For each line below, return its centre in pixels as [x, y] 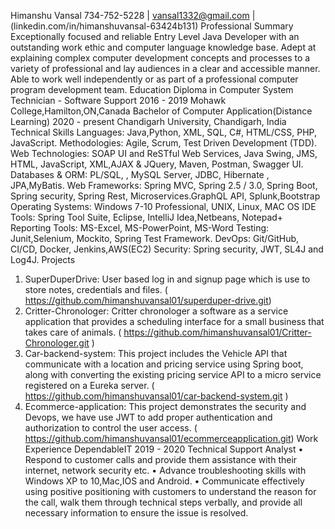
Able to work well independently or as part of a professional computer [154, 79]
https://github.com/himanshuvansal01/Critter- [217, 332]
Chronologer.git [57, 343]
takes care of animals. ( [73, 332]
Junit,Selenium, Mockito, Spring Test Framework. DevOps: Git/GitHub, [155, 238]
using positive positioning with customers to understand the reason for [170, 491]
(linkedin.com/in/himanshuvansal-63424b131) [104, 26]
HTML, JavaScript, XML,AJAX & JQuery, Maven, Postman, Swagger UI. [157, 164]
